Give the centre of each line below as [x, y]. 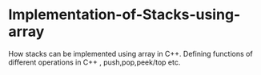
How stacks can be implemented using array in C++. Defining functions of [131, 53]
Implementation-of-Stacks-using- [124, 15]
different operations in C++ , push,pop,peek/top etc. [94, 62]
